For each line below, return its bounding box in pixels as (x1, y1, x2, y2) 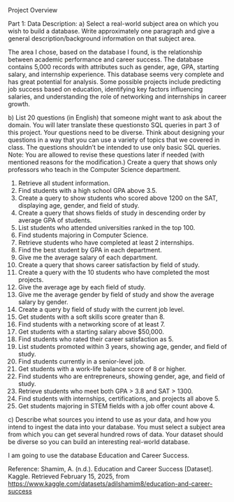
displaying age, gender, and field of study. (17, 201, 140, 209)
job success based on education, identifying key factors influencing (8, 85, 203, 93)
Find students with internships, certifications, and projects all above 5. (17, 394, 220, 403)
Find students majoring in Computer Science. (17, 231, 149, 239)
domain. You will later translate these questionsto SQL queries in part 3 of (8, 121, 220, 129)
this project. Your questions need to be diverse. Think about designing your (8, 129, 225, 136)
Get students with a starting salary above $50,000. (17, 328, 165, 336)
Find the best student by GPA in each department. (17, 246, 163, 254)
